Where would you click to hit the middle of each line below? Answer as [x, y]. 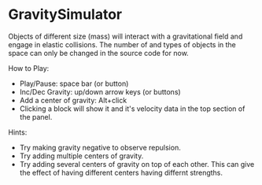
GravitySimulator [65, 15]
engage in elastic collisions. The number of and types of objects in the [122, 44]
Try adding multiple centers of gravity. [81, 156]
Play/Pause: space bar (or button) [74, 83]
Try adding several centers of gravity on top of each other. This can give [137, 164]
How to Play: [29, 68]
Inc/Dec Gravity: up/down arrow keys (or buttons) [100, 91]
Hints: [18, 132]
